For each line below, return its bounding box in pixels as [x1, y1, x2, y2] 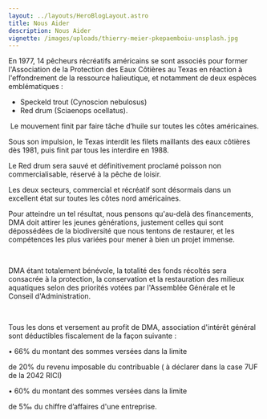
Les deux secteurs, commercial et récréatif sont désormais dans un [8, 185, 231, 195]
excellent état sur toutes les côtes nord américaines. [8, 193, 181, 203]
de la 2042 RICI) [8, 371, 63, 380]
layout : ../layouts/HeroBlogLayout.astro [8, 11, 149, 20]
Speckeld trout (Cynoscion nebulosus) [19, 97, 148, 107]
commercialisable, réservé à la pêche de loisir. [8, 169, 162, 179]
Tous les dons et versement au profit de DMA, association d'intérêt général [8, 323, 257, 332]
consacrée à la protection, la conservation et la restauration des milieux [8, 275, 245, 284]
